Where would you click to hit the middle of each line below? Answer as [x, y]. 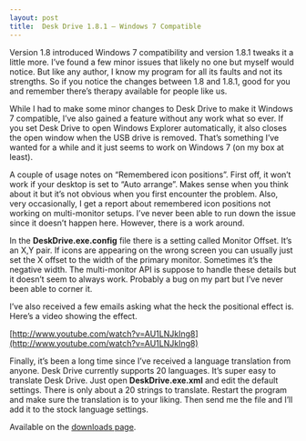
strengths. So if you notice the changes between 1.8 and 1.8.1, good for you [150, 81]
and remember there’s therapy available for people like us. [118, 91]
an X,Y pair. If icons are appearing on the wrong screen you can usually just [151, 250]
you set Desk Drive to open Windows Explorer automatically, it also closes [148, 127]
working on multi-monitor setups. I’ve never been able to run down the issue [153, 213]
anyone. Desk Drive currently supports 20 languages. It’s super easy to [143, 370]
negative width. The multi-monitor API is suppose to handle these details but [153, 269]
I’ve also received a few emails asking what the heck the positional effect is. [152, 306]
